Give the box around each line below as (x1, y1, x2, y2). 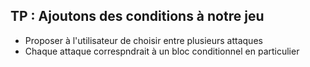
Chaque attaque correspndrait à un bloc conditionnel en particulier (24, 45, 300, 57)
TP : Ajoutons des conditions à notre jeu (10, 8, 265, 25)
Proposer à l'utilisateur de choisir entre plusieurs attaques (24, 34, 263, 46)
